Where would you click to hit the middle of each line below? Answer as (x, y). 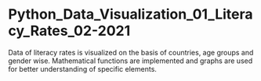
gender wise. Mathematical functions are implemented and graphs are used (130, 61)
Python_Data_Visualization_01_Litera (130, 14)
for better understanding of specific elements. (82, 69)
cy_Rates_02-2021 (69, 31)
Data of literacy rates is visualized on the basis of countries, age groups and (131, 52)
